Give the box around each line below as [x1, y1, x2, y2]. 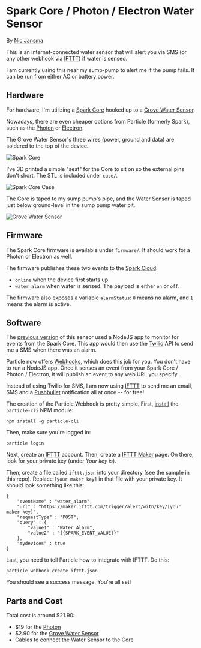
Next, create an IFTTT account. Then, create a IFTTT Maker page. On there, [6, 451, 194, 458]
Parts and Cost [6, 596, 63, 606]
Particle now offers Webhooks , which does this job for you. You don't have [6, 358, 191, 365]
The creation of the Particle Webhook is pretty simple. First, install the [6, 400, 179, 407]
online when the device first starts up [14, 276, 109, 283]
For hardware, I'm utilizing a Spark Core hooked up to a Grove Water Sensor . [6, 106, 196, 113]
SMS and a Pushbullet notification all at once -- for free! [6, 389, 145, 396]
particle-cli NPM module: [6, 407, 74, 414]
